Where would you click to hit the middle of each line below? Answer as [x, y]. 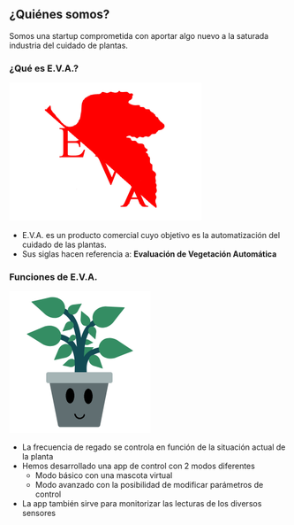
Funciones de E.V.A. [53, 277]
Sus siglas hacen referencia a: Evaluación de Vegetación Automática [149, 254]
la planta [38, 457]
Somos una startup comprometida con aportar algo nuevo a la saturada [139, 35]
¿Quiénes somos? [60, 15]
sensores [38, 513]
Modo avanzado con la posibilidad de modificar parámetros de [149, 485]
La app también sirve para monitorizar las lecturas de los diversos [142, 504]
